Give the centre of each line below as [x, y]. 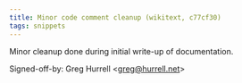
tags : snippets [38, 26]
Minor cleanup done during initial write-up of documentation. [121, 51]
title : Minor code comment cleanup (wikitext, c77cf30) [115, 17]
